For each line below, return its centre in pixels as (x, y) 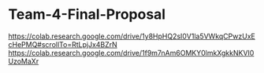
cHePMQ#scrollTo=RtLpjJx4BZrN (63, 44)
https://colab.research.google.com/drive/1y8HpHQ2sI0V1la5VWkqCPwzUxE (132, 36)
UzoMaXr (24, 61)
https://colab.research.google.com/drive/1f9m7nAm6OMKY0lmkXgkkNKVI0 (131, 53)
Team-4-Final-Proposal (87, 15)
